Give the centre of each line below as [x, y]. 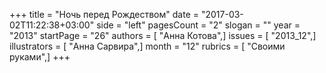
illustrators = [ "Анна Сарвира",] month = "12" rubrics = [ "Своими [147, 46]
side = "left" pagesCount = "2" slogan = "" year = [198, 25]
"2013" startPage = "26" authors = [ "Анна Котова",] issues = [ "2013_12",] [163, 35]
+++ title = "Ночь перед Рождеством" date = [104, 14]
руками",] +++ [40, 57]
